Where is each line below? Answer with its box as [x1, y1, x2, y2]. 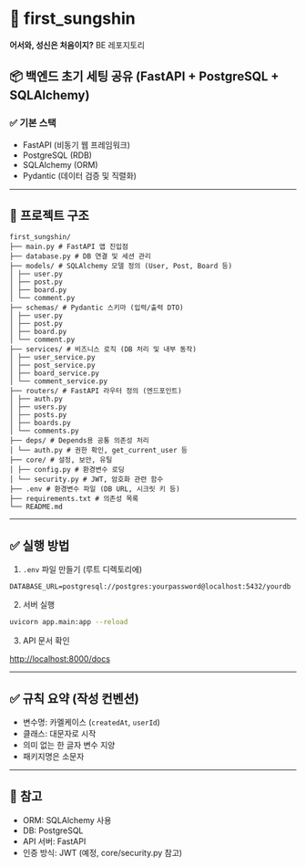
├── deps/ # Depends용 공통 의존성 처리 [9, 436, 150, 445]
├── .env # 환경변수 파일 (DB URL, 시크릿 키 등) [9, 485, 180, 494]
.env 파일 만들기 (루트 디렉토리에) [22, 564, 143, 575]
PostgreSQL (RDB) [22, 150, 93, 161]
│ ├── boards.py [9, 419, 71, 428]
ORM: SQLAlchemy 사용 [22, 814, 112, 825]
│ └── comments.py [9, 426, 79, 436]
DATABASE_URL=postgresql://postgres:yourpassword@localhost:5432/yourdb [9, 582, 291, 591]
